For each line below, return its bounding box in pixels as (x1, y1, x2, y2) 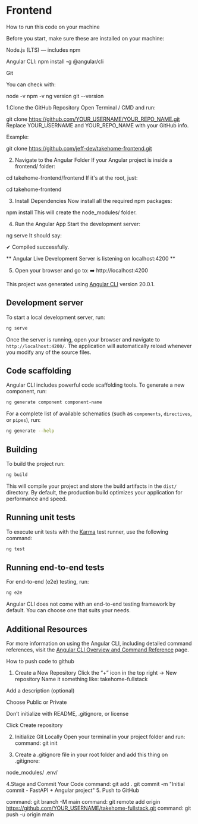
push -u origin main (6, 811, 55, 818)
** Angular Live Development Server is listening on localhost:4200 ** (6, 255, 175, 262)
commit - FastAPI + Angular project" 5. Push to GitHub (6, 787, 140, 794)
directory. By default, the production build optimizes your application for (6, 488, 183, 496)
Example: (6, 133, 29, 140)
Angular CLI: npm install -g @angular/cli (6, 58, 104, 65)
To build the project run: (6, 460, 65, 467)
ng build (6, 472, 28, 478)
